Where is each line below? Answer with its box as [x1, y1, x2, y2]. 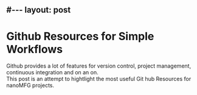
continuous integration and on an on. [6, 69, 98, 76]
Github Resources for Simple [6, 29, 154, 43]
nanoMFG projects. [6, 82, 55, 89]
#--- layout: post [6, 5, 71, 15]
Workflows [6, 42, 63, 56]
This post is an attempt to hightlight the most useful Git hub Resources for [6, 76, 192, 83]
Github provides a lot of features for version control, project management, [6, 62, 192, 69]
